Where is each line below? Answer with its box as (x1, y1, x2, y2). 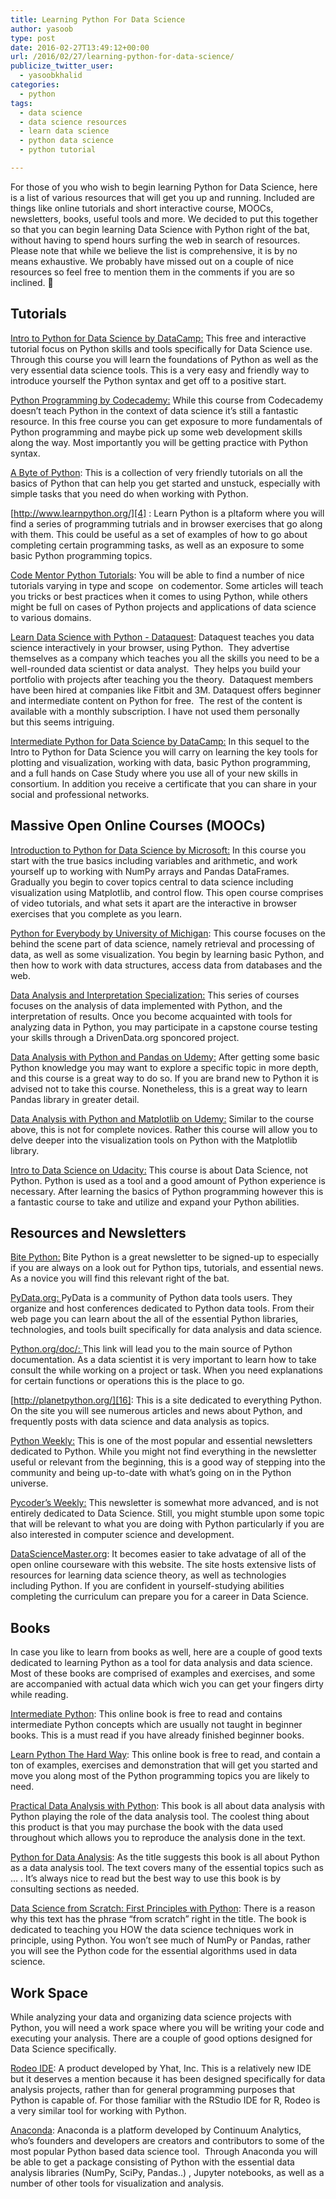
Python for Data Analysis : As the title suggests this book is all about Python (10, 1851, 320, 1863)
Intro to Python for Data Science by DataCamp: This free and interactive (10, 332, 307, 344)
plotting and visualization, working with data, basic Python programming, (10, 756, 311, 768)
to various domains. (10, 611, 92, 623)
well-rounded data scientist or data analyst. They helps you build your (10, 662, 302, 675)
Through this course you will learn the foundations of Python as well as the (10, 353, 319, 365)
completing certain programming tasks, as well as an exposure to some (10, 539, 305, 551)
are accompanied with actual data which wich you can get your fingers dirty (10, 1678, 324, 1690)
